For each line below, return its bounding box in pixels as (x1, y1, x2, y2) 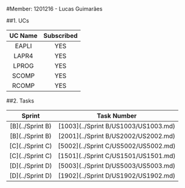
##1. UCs (6, 17, 29, 24)
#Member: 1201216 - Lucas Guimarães (6, 5, 103, 12)
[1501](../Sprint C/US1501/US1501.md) (57, 152, 176, 160)
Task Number (97, 112, 137, 120)
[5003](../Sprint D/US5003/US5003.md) (58, 162, 176, 170)
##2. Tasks (6, 97, 35, 104)
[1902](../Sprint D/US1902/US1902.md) (58, 172, 176, 179)
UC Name (9, 32, 38, 40)
